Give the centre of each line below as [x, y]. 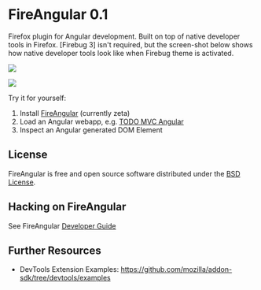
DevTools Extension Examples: [69, 270]
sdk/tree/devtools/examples [65, 278]
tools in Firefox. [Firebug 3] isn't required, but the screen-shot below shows [130, 44]
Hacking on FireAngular [67, 207]
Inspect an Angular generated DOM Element [91, 130]
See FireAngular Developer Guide [62, 225]
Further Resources [55, 250]
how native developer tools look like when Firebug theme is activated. [121, 53]
